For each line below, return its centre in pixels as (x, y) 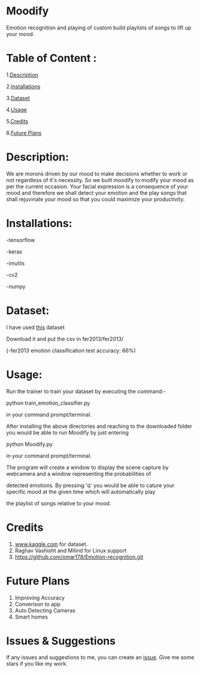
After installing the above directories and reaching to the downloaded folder (99, 426)
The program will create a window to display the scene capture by (87, 467)
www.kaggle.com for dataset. (51, 544)
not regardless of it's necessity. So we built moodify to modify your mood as (100, 180)
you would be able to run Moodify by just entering (67, 432)
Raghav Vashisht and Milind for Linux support (71, 550)
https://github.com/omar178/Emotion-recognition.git (79, 557)
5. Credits (17, 121)
